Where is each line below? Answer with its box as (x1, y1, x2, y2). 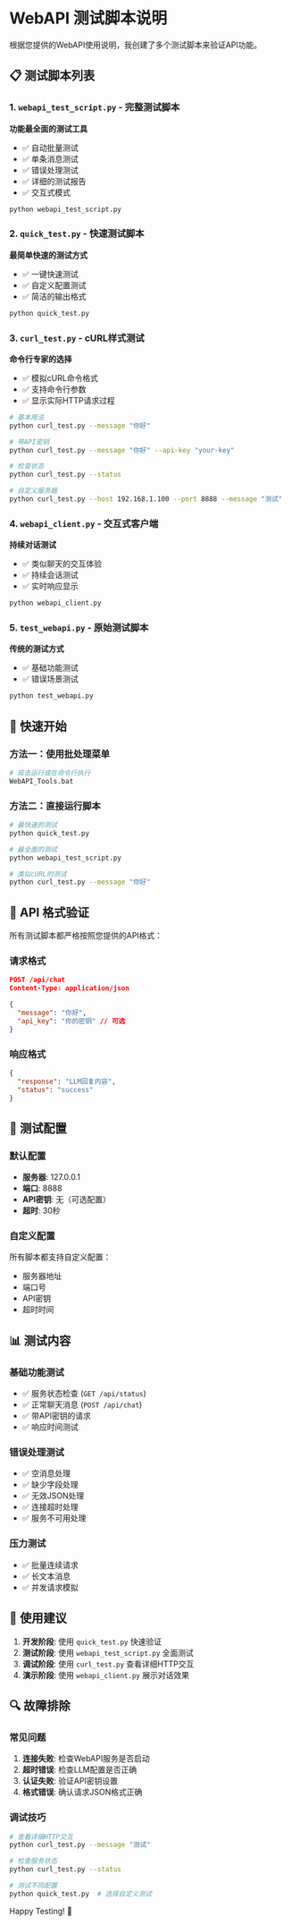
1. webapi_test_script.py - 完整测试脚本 (9, 101, 180, 114)
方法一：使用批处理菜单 (9, 748, 110, 760)
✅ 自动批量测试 (21, 142, 79, 153)
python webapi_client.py (9, 598, 102, 608)
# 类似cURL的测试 (9, 869, 67, 878)
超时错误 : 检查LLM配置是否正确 (21, 1764, 137, 1776)
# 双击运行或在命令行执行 (9, 768, 91, 777)
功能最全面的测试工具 (9, 123, 87, 134)
